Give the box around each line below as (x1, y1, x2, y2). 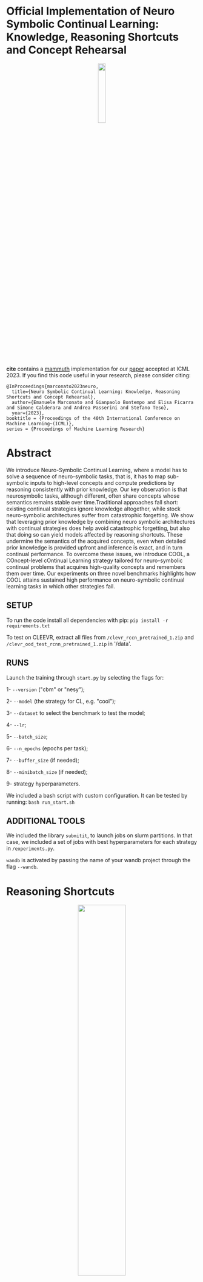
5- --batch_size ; (6, 733, 48, 740)
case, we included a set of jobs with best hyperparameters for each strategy (6, 838, 198, 846)
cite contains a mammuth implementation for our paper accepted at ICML (6, 365, 190, 372)
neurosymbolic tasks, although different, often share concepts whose (6, 492, 180, 500)
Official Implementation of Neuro (6, 4, 175, 18)
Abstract (6, 446, 52, 460)
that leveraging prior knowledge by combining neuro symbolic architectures (6, 518, 196, 525)
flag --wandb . (6, 863, 38, 871)
